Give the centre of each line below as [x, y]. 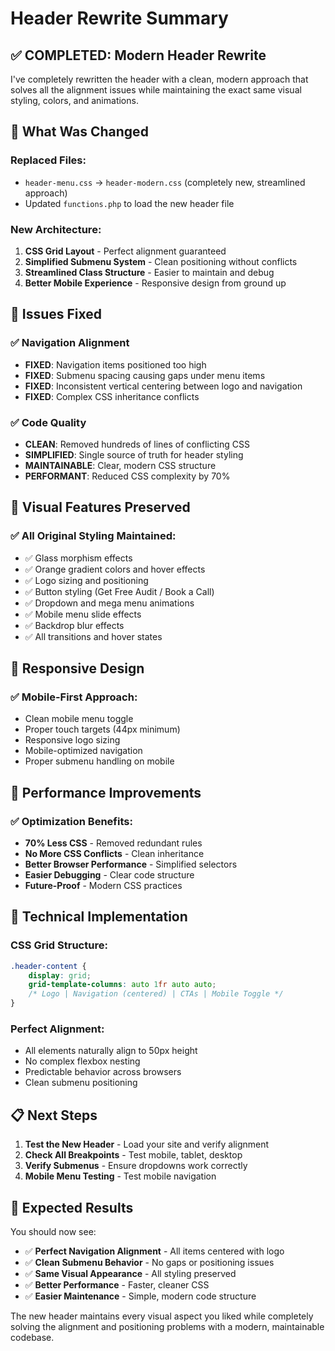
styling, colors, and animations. [74, 100]
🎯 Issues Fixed [56, 314]
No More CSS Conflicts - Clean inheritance [114, 854]
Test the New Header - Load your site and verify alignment [147, 1144]
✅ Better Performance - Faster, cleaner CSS [117, 1285]
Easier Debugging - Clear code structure [109, 875]
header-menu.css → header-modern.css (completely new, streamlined [165, 182]
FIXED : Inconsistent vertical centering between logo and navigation [163, 386]
